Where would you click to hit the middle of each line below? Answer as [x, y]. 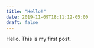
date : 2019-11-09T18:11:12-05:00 [47, 17]
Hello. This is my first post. [39, 39]
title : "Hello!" [26, 11]
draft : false [22, 22]
